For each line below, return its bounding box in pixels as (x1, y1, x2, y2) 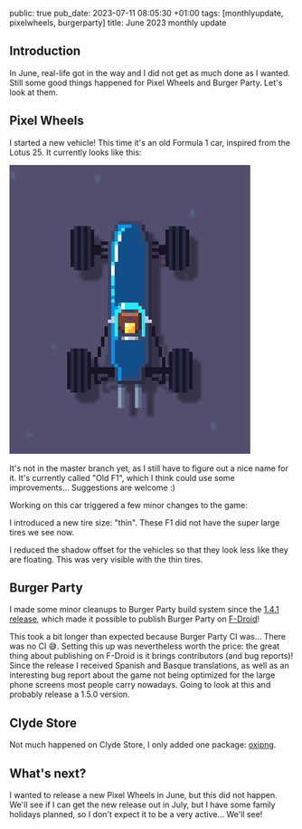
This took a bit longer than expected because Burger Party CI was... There (9, 631, 287, 642)
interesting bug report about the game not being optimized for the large (9, 670, 276, 680)
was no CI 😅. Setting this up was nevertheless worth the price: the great (9, 641, 280, 651)
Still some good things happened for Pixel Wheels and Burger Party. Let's (9, 77, 283, 88)
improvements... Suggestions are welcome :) (9, 482, 176, 493)
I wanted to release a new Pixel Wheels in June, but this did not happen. (9, 790, 278, 801)
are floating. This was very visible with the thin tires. (9, 554, 203, 564)
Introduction (9, 43, 81, 59)
